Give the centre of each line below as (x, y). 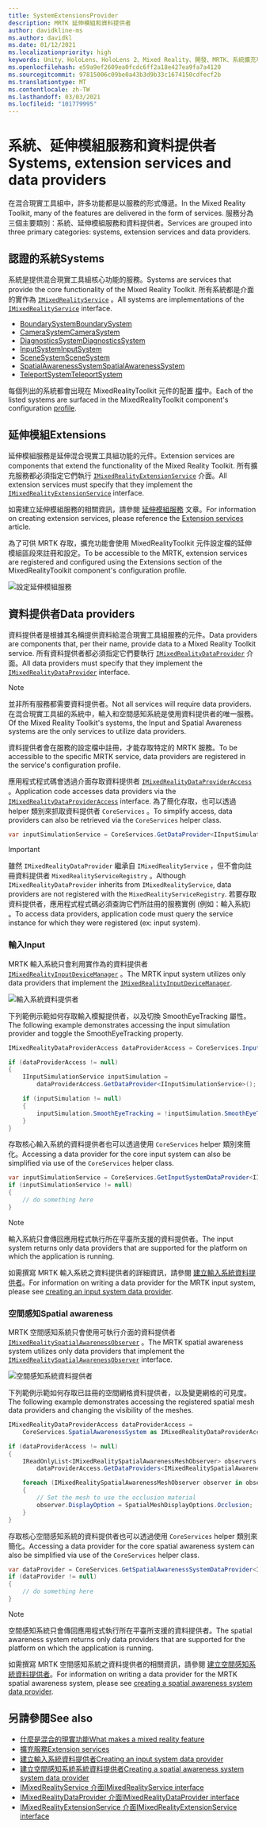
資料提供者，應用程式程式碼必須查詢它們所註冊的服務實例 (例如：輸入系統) (130, 904)
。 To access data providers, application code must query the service (121, 914)
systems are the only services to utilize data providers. (97, 731)
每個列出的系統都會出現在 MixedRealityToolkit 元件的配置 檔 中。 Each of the (131, 391)
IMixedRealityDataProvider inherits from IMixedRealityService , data (120, 885)
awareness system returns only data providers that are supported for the (127, 1639)
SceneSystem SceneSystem (65, 357)
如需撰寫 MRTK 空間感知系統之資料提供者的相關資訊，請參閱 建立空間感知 (129, 1664)
